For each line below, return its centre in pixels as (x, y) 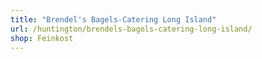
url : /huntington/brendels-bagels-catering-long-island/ (131, 29)
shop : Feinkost (42, 38)
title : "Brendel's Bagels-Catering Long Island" (113, 19)
